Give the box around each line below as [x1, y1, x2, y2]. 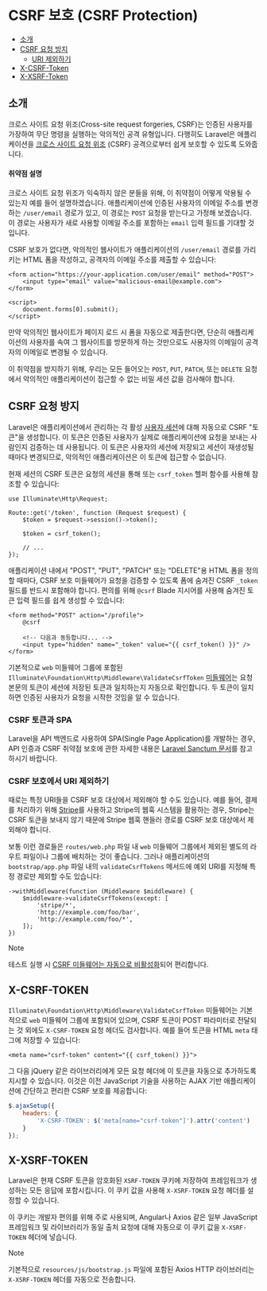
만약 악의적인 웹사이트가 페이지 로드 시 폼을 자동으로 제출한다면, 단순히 [8, 327, 226, 337]
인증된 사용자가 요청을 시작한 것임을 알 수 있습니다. [22, 692, 180, 702]
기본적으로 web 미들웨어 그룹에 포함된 [8, 662, 123, 672]
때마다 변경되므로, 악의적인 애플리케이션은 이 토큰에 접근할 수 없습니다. [8, 452, 226, 462]
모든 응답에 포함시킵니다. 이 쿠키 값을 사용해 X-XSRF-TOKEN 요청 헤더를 [29, 1186, 246, 1195]
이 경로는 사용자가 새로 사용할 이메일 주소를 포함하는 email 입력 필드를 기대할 [8, 217, 246, 227]
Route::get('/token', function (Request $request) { [8, 509, 187, 517]
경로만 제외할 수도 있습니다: [16, 872, 102, 881]
